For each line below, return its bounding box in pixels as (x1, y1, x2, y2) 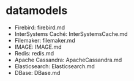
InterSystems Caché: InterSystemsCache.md (14, 30, 128, 37)
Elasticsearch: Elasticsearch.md (14, 62, 95, 70)
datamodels (6, 4, 68, 18)
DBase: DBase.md (14, 69, 61, 76)
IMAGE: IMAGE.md (14, 43, 62, 51)
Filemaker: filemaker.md (14, 37, 75, 44)
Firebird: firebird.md (14, 24, 65, 31)
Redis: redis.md (14, 49, 54, 57)
